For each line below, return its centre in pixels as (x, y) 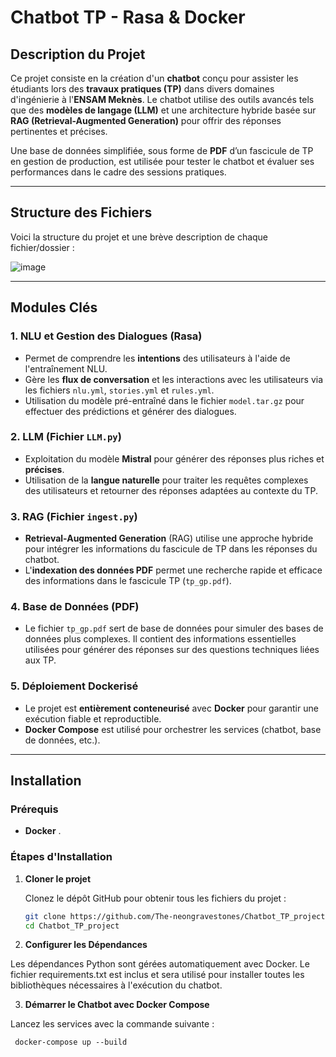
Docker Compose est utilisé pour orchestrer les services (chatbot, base (173, 729)
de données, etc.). (62, 740)
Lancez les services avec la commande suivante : (112, 1024)
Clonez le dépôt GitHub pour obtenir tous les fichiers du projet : (155, 898)
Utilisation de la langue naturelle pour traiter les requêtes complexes (166, 480)
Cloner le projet (58, 878)
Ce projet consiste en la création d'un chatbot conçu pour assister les (154, 78)
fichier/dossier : (42, 247)
